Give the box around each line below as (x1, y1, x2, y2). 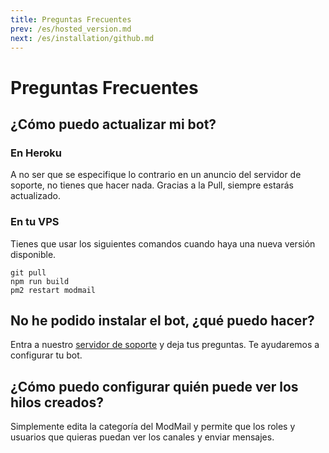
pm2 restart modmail (10, 285, 97, 295)
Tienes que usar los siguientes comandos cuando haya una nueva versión (10, 237, 316, 250)
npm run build (10, 276, 70, 286)
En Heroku (10, 146, 62, 160)
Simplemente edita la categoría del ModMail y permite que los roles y (10, 421, 296, 433)
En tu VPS (10, 215, 60, 229)
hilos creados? (10, 394, 104, 411)
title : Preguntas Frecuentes (10, 14, 132, 25)
